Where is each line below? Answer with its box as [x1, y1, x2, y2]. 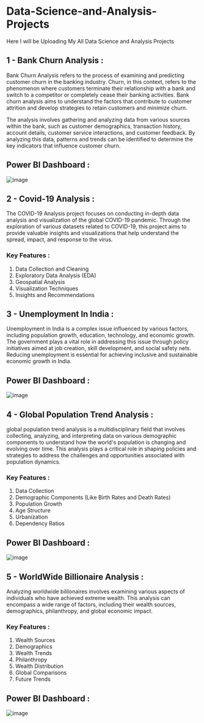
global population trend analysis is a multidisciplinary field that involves [6, 425, 185, 433]
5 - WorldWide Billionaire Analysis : [6, 571, 144, 582]
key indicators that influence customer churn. [6, 142, 121, 149]
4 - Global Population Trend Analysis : [6, 409, 154, 420]
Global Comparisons [15, 669, 67, 676]
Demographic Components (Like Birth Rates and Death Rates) [15, 494, 171, 501]
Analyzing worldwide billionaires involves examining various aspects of [6, 588, 185, 595]
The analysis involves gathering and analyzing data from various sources [6, 116, 191, 123]
